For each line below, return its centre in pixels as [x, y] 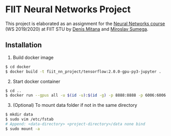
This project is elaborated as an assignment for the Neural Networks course [85, 24]
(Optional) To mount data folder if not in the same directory [75, 105]
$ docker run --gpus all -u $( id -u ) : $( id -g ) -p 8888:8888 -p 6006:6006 [86, 96]
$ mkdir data [19, 115]
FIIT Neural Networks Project [68, 9]
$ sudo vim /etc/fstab [29, 119]
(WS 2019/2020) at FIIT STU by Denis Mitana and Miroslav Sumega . [77, 29]
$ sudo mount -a [23, 129]
